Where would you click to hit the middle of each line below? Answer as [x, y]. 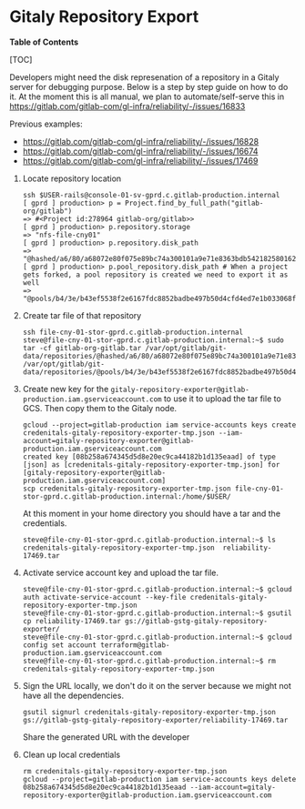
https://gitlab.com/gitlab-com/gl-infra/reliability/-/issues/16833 [127, 106]
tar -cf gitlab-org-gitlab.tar [82, 348]
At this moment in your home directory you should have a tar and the [151, 513]
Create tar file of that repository [82, 315]
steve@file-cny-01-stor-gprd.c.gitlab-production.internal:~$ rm [149, 661]
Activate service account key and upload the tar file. [121, 572]
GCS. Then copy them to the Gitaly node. [100, 408]
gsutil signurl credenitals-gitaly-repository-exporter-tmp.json [149, 712]
